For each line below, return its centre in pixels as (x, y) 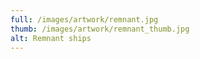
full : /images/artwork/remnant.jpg (84, 19)
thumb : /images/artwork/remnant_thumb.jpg (100, 29)
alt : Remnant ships (51, 38)
